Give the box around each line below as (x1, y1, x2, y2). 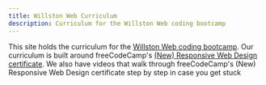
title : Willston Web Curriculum (8, 11, 117, 20)
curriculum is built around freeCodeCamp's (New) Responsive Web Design (8, 50, 258, 60)
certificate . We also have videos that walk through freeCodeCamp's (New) (8, 58, 256, 69)
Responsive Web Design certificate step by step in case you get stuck (8, 67, 241, 77)
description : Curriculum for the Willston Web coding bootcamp (8, 19, 226, 28)
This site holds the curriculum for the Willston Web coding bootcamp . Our (8, 41, 254, 51)
